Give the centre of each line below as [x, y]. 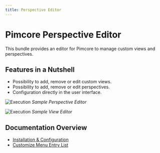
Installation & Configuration [40, 140]
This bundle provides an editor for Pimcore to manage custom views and [80, 49]
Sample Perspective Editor [59, 102]
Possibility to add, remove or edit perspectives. [61, 87]
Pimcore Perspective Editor [63, 34]
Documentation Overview [46, 128]
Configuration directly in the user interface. [57, 92]
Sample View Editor [52, 112]
